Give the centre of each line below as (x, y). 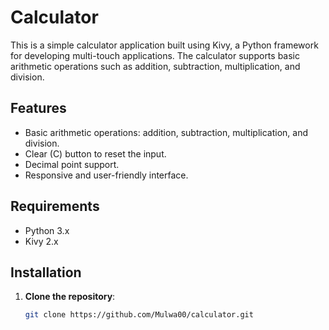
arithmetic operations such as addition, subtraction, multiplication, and (155, 66)
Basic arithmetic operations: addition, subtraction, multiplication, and (166, 132)
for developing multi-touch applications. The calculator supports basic (155, 55)
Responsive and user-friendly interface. (106, 175)
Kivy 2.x (41, 241)
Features (38, 108)
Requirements (55, 206)
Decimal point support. (72, 164)
